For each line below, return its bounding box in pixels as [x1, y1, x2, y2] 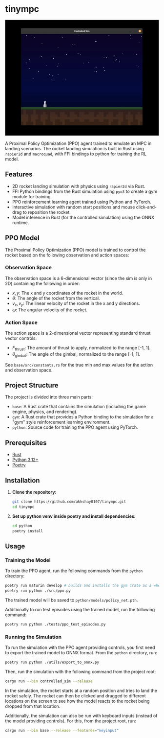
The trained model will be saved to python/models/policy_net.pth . [5, 597, 138, 603]
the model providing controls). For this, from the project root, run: [5, 718, 136, 724]
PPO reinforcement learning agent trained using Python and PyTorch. [12, 199, 151, 205]
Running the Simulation [5, 633, 62, 640]
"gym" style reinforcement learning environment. [12, 419, 111, 425]
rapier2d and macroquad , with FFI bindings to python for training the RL [5, 151, 146, 157]
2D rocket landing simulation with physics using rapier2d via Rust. [12, 183, 145, 189]
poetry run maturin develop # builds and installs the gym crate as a [5, 583, 152, 588]
